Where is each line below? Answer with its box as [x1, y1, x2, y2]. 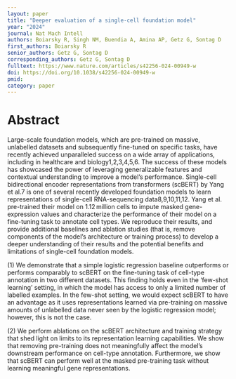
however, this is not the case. [7, 313, 92, 321]
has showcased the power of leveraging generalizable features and [7, 166, 202, 174]
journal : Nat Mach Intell [7, 29, 83, 37]
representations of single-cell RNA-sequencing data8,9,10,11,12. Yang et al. [7, 195, 223, 204]
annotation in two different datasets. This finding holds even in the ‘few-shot [7, 276, 228, 284]
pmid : [7, 75, 23, 83]
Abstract [7, 112, 60, 128]
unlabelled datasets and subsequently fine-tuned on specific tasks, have [7, 143, 218, 152]
